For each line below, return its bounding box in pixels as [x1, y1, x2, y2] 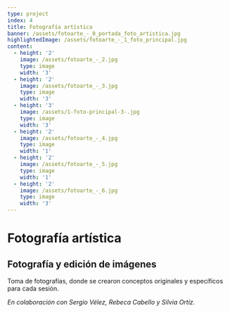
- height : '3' [13, 102, 55, 109]
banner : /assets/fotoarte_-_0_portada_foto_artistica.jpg [7, 30, 181, 37]
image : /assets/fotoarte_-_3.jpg [20, 82, 118, 89]
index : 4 [7, 17, 33, 24]
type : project [7, 10, 49, 18]
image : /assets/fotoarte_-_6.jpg [20, 187, 118, 194]
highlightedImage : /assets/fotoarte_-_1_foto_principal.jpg [7, 37, 188, 44]
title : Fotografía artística [7, 23, 93, 30]
